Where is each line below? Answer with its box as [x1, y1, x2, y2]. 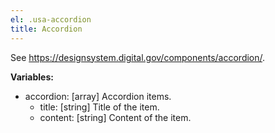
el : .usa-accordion [10, 14, 92, 25]
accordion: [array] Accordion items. [24, 90, 172, 102]
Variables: [10, 71, 54, 83]
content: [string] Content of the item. [39, 111, 192, 123]
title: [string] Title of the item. [39, 101, 160, 113]
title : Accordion [10, 24, 83, 34]
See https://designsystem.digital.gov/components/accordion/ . [10, 51, 266, 63]
